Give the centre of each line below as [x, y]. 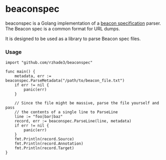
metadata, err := [33, 76]
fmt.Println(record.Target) [44, 148]
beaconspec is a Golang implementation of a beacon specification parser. [83, 23]
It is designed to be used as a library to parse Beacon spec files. [73, 39]
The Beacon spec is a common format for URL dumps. [63, 28]
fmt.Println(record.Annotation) [49, 144]
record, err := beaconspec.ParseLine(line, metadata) [73, 121]
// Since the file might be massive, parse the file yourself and [87, 103]
